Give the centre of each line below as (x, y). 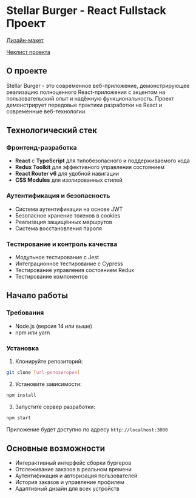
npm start (19, 418)
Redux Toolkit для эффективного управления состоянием (90, 167)
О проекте (27, 71)
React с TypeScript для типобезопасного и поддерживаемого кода (102, 161)
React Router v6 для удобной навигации (67, 174)
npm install (21, 395)
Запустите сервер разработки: (55, 407)
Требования (25, 313)
